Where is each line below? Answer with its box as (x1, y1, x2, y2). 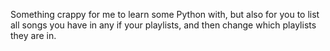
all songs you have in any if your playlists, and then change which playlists (10, 19, 317, 31)
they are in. (10, 30, 57, 41)
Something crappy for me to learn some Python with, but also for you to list (10, 9, 320, 20)
